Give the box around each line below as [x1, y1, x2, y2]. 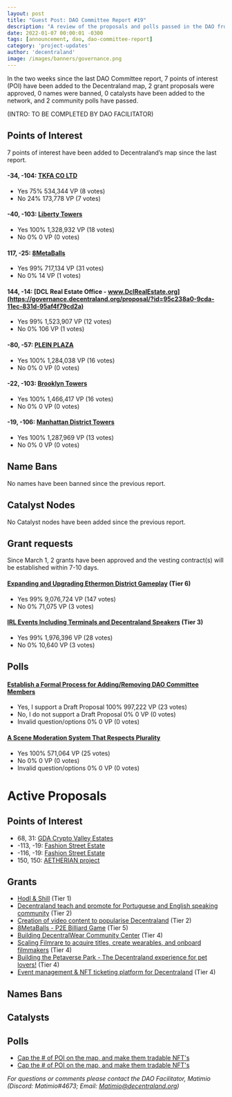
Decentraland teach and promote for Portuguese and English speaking [17, 902, 218, 910]
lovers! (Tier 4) [17, 960, 60, 969]
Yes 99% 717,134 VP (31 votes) [17, 264, 104, 272]
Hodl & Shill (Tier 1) [17, 895, 72, 903]
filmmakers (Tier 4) [17, 946, 72, 954]
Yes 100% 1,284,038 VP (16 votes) [17, 356, 115, 365]
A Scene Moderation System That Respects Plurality [7, 734, 161, 742]
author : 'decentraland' [7, 49, 76, 56]
